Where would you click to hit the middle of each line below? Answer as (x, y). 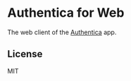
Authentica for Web (66, 13)
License (25, 54)
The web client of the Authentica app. (62, 32)
